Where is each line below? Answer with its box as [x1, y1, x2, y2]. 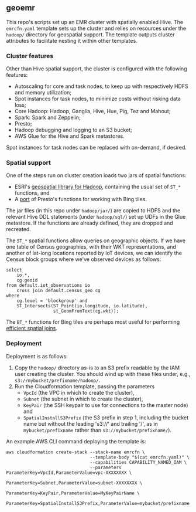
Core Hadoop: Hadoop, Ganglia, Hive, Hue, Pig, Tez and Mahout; [14, 108, 171, 115]
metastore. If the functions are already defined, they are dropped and [6, 219, 174, 226]
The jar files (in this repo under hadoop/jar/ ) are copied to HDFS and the [6, 207, 181, 214]
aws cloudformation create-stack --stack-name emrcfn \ [6, 449, 145, 455]
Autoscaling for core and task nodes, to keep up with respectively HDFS [14, 83, 188, 90]
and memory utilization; [14, 89, 72, 96]
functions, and [14, 189, 50, 196]
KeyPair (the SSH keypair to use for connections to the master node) [23, 401, 188, 408]
